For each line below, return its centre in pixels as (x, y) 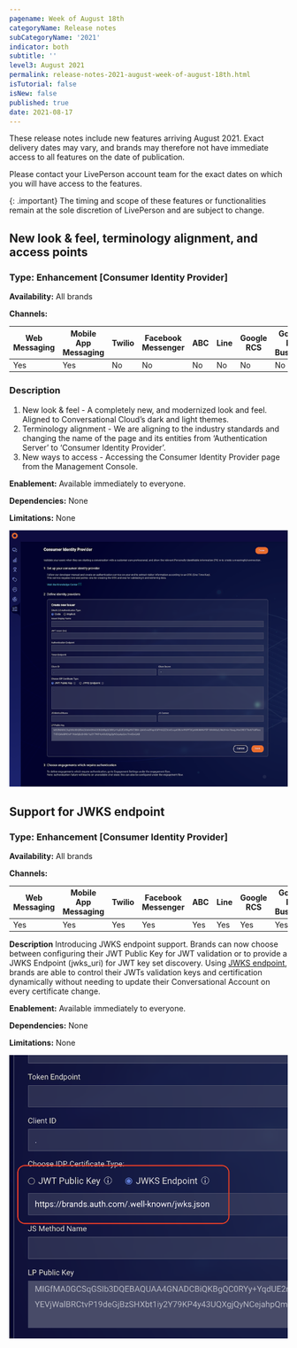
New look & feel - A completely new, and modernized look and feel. (145, 410)
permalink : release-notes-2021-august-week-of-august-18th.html (130, 75)
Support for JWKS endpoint (87, 812)
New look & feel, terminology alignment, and (133, 238)
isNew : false (33, 93)
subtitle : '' (33, 56)
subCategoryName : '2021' (55, 37)
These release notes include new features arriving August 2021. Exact (137, 138)
